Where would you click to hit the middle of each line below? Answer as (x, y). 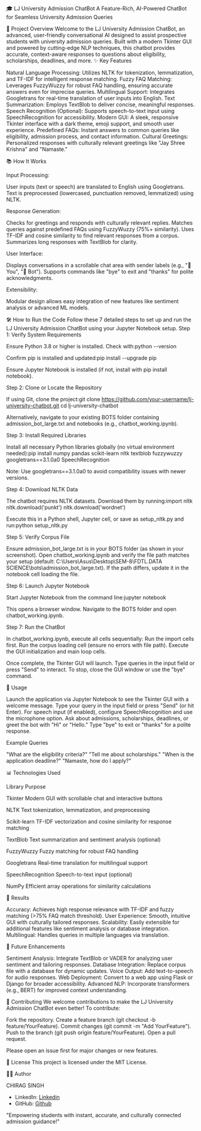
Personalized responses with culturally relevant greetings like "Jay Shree (96, 143)
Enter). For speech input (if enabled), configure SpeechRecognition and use (100, 712)
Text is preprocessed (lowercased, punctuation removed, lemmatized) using (100, 193)
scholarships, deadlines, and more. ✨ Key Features (69, 61)
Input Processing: (28, 175)
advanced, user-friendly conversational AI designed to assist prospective (96, 35)
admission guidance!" (33, 1121)
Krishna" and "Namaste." (37, 149)
